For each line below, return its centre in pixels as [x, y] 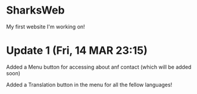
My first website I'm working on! [46, 27]
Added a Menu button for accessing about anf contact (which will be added [99, 67]
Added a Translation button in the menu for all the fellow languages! [89, 85]
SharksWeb [35, 10]
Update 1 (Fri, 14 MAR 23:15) [77, 51]
